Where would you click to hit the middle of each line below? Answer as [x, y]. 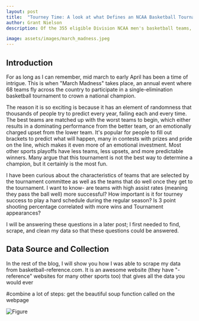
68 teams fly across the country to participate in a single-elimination [89, 89]
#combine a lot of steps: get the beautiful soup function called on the [91, 294]
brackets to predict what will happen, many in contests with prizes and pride [99, 138]
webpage [18, 300]
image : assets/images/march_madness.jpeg [58, 39]
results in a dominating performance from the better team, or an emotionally [99, 126]
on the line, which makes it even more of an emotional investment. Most [94, 145]
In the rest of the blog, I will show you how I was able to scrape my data [93, 263]
